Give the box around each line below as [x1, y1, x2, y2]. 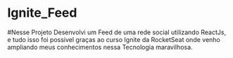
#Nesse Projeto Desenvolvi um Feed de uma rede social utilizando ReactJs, [7, 28, 227, 36]
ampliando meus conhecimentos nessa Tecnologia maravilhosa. [7, 43, 193, 51]
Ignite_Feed [7, 5, 77, 21]
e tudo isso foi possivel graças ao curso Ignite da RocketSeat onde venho [7, 35, 220, 43]
